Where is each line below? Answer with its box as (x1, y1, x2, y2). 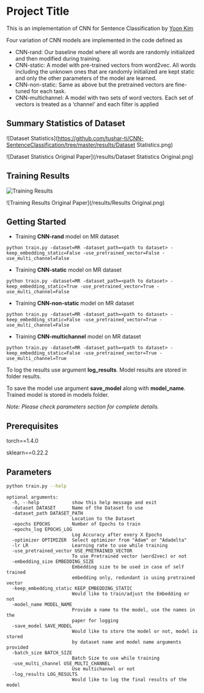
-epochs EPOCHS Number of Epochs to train (12, 521, 140, 527)
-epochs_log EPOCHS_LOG (12, 526, 72, 532)
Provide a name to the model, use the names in (71, 607, 195, 613)
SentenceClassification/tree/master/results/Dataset (6, 141, 136, 148)
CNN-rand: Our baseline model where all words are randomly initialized (15, 48, 195, 56)
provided (6, 644, 29, 651)
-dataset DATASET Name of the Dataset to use (12, 505, 144, 511)
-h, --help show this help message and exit (12, 499, 157, 505)
